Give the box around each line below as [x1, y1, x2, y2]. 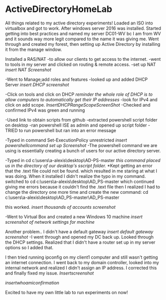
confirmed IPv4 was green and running [5, 107, 85, 113]
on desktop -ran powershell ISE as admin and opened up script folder [5, 122, 147, 128]
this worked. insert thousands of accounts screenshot [5, 204, 115, 210]
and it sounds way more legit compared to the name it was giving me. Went [5, 36, 159, 42]
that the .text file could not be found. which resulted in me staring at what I [5, 168, 158, 174]
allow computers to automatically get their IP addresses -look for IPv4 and [5, 96, 158, 103]
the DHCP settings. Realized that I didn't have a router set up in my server [5, 239, 156, 245]
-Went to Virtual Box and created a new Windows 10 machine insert [5, 213, 143, 220]
